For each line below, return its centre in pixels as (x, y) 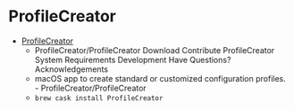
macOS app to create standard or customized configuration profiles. (160, 78)
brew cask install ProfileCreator (99, 98)
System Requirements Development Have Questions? (133, 59)
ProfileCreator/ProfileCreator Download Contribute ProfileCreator (155, 50)
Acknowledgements (71, 69)
